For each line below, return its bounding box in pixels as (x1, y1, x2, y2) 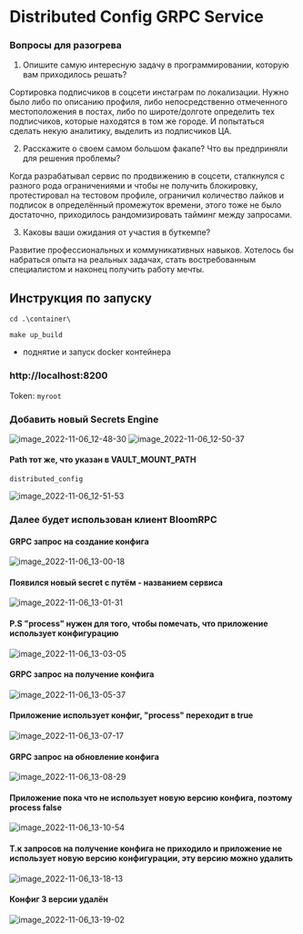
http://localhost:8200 (9, 369, 108, 382)
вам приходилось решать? (22, 69, 127, 80)
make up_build (9, 331, 64, 340)
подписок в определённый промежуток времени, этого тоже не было (9, 200, 282, 210)
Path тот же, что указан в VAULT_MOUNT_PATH (9, 454, 197, 466)
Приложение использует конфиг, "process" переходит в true (9, 710, 254, 721)
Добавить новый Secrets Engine (9, 413, 159, 426)
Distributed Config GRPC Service (9, 6, 264, 27)
